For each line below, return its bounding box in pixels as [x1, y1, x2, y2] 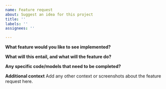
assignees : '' [5, 26, 35, 31]
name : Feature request [5, 7, 53, 12]
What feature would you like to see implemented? [5, 44, 111, 50]
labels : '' [5, 21, 28, 26]
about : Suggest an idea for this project [5, 12, 94, 17]
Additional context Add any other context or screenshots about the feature [5, 73, 161, 79]
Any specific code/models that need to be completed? [5, 63, 121, 69]
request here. [5, 78, 33, 84]
